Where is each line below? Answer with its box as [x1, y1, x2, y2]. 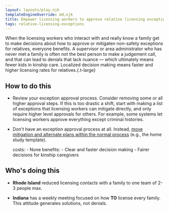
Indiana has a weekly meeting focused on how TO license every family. [12, 194, 161, 201]
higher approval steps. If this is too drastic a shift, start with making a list [12, 100, 163, 107]
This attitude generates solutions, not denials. [12, 200, 107, 206]
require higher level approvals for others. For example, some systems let [12, 111, 162, 117]
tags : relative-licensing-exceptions [5, 21, 84, 27]
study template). [12, 137, 47, 143]
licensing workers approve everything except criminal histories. [12, 117, 144, 123]
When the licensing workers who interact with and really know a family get [5, 35, 159, 41]
